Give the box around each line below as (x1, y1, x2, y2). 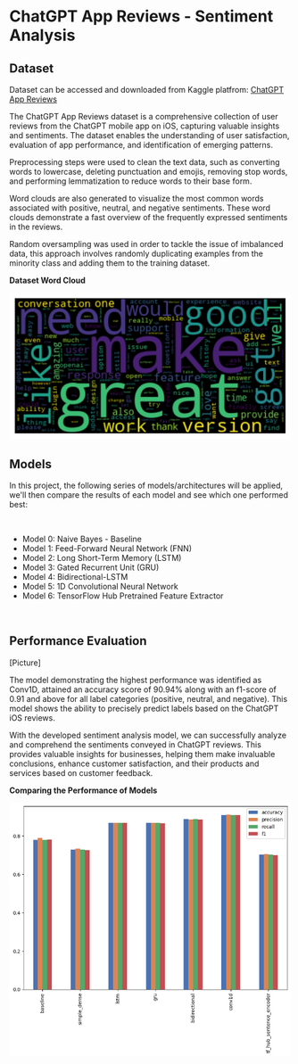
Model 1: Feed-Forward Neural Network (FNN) (21, 543, 193, 554)
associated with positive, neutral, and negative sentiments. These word (9, 202, 270, 213)
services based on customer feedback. (9, 767, 153, 778)
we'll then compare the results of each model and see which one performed (9, 490, 288, 500)
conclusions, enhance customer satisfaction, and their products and (9, 758, 260, 769)
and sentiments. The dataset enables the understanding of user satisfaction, (9, 130, 290, 140)
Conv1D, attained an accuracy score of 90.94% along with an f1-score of (9, 684, 277, 695)
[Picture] (9, 657, 42, 668)
